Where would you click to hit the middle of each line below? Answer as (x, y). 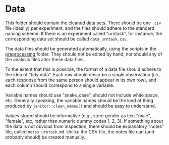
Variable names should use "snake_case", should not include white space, (82, 95)
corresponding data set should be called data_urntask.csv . (67, 39)
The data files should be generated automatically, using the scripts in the (81, 49)
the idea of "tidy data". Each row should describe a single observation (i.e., (83, 74)
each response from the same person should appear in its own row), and (81, 80)
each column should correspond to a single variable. (60, 85)
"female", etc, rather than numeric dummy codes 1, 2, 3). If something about (84, 121)
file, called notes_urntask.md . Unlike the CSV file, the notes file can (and (80, 131)
